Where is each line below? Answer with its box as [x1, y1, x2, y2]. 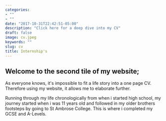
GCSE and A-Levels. [5, 111, 47, 117]
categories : [5, 7, 30, 12]
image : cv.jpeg [5, 35, 37, 40]
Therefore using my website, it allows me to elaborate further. [5, 85, 131, 92]
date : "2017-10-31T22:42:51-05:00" [5, 21, 79, 26]
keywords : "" [5, 40, 32, 45]
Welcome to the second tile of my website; [5, 67, 140, 75]
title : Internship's [5, 49, 48, 54]
